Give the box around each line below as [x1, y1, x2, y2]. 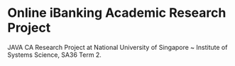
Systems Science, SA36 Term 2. [7, 51, 102, 59]
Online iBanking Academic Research [7, 5, 226, 21]
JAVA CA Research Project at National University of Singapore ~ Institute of [7, 43, 228, 51]
